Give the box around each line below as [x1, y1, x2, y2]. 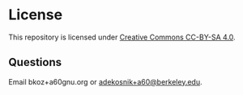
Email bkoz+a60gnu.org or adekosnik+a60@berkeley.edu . [8, 76, 202, 86]
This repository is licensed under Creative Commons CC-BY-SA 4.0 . [8, 32, 237, 42]
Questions [8, 56, 62, 69]
